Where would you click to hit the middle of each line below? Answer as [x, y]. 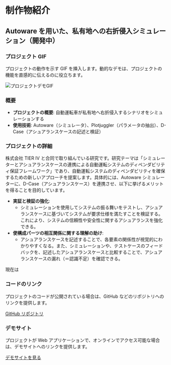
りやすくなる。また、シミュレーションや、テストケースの [85, 246]
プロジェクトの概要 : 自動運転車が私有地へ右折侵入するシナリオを [81, 113]
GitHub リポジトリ [25, 313]
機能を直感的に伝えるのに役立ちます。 [45, 75]
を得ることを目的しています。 [36, 190]
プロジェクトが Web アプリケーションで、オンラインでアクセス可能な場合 [83, 340]
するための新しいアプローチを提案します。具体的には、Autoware [73, 178]
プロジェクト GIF [26, 56]
